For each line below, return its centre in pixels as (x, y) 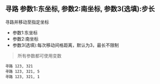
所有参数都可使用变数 (39, 55)
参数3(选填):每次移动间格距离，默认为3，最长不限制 (65, 45)
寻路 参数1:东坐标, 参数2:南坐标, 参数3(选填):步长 (80, 9)
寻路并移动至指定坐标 (27, 22)
